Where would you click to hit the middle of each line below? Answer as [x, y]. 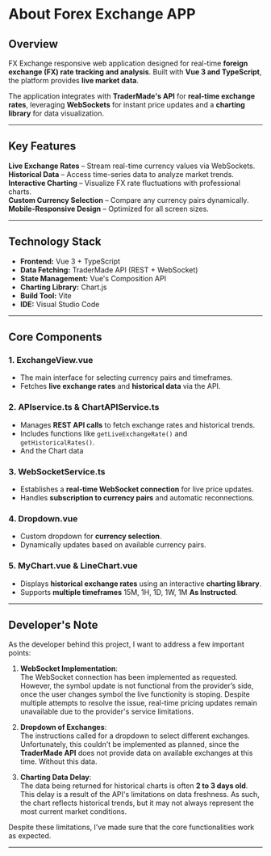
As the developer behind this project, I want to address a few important [126, 644]
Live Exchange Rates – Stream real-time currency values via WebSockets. [132, 166]
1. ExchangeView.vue [51, 360]
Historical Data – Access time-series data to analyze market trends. [121, 174]
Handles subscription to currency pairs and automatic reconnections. [137, 497]
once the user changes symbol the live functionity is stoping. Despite [135, 694]
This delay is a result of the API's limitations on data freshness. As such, [140, 795]
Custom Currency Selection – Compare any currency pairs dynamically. [129, 200]
